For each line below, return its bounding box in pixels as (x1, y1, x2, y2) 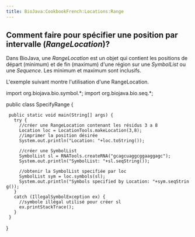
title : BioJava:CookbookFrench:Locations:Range (6, 8, 124, 15)
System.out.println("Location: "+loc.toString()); (19, 138, 145, 144)
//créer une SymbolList (19, 148, 77, 154)
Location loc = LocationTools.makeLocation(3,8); (19, 128, 142, 134)
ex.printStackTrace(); (19, 204, 75, 210)
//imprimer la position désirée (19, 133, 98, 139)
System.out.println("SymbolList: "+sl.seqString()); (19, 158, 150, 164)
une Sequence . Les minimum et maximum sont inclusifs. (6, 67, 141, 74)
